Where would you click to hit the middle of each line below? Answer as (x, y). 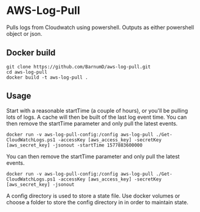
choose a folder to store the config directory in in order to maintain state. (97, 202)
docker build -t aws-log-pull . (47, 77)
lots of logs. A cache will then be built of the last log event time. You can (97, 117)
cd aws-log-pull (27, 72)
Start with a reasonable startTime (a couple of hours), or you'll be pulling (97, 110)
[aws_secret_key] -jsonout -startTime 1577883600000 (74, 145)
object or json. (24, 33)
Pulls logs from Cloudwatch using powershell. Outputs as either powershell (100, 27)
